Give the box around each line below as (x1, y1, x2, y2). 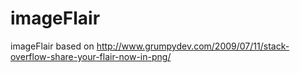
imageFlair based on (10, 40, 95, 52)
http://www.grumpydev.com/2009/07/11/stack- (96, 40, 290, 52)
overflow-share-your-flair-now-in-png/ (10, 50, 172, 62)
